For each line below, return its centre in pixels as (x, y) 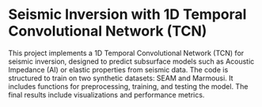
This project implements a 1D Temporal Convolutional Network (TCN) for (126, 53)
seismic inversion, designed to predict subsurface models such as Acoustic (131, 61)
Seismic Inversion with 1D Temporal (127, 15)
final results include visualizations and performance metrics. (106, 94)
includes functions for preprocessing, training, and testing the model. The (128, 86)
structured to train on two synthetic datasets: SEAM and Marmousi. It (121, 78)
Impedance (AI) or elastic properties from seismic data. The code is (118, 69)
